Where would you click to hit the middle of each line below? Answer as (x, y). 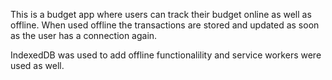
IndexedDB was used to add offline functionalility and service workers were (166, 55)
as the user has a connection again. (84, 35)
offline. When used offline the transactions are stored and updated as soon (165, 25)
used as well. (37, 65)
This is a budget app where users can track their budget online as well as (161, 14)
